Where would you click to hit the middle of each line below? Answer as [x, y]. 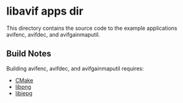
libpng [23, 87]
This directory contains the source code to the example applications [92, 28]
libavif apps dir [45, 11]
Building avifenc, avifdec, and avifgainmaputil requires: [75, 68]
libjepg [23, 93]
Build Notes [29, 54]
